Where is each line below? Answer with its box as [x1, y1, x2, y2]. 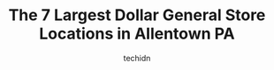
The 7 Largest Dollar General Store [8, 5, 266, 25]
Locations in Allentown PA [39, 24, 235, 44]
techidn [123, 52, 151, 63]
